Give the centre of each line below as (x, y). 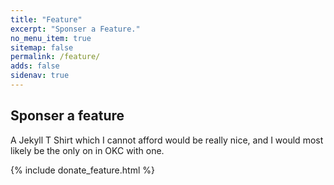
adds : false (35, 66)
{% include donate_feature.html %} (82, 170)
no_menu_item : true (51, 38)
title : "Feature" (46, 19)
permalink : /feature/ (55, 57)
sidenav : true (40, 76)
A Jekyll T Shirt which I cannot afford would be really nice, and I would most (167, 140)
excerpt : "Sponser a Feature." (75, 29)
